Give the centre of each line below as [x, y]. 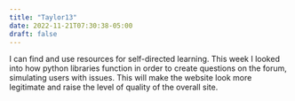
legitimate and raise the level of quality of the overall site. [114, 87]
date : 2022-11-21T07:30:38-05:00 [71, 26]
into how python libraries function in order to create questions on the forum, [148, 68]
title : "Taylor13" [43, 17]
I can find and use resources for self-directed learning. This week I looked [144, 59]
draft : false [33, 34]
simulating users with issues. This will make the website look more [131, 78]
